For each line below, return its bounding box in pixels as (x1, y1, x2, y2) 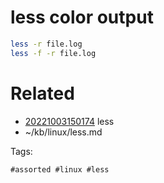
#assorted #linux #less (10, 164, 110, 175)
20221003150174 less (24, 115, 115, 127)
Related (10, 82, 75, 105)
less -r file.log (10, 39, 83, 49)
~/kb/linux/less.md (24, 126, 103, 138)
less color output (10, 6, 154, 29)
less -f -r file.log (10, 48, 97, 58)
